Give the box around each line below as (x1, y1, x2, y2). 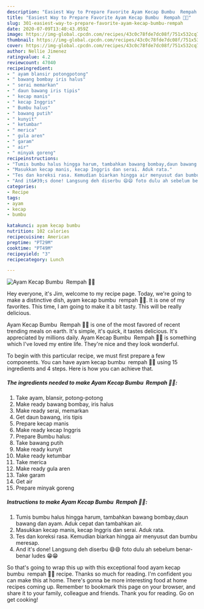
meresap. (15, 539, 40, 547)
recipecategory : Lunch (7, 256, 64, 262)
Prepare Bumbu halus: (15, 433, 71, 440)
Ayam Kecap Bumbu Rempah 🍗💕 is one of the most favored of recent (7, 321, 180, 328)
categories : (7, 184, 37, 190)
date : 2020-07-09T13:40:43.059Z (7, 25, 88, 32)
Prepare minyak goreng (15, 484, 74, 491)
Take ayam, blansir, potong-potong (15, 394, 104, 402)
